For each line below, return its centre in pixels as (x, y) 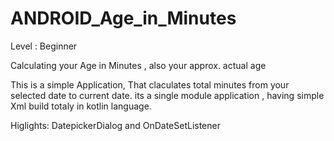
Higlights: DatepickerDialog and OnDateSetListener (115, 125)
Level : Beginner (44, 46)
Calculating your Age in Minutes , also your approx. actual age (138, 65)
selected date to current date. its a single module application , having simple (167, 95)
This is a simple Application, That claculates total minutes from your (150, 84)
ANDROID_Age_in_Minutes (123, 18)
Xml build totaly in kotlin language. (81, 106)
